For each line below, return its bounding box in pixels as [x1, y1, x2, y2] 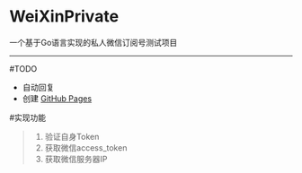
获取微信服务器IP [44, 153, 108, 164]
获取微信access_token [44, 142, 128, 153]
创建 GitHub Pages [22, 92, 93, 104]
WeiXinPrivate [9, 6, 120, 27]
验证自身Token [44, 131, 100, 142]
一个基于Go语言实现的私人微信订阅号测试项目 [9, 37, 178, 48]
